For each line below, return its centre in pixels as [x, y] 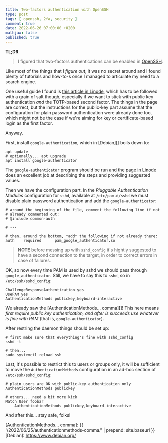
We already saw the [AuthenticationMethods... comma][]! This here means [82, 308]
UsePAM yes [17, 294]
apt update [17, 152]
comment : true [20, 24]
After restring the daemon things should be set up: [57, 328]
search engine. [21, 82]
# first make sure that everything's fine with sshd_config [70, 337]
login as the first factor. [29, 123]
